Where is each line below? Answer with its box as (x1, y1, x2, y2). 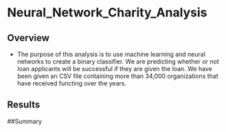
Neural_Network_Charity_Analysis (7, 5, 207, 21)
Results (7, 99, 41, 111)
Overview (7, 32, 50, 44)
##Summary (7, 117, 43, 125)
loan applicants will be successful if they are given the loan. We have (16, 65, 213, 72)
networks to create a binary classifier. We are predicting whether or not (16, 57, 219, 66)
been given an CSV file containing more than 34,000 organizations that (16, 72, 218, 80)
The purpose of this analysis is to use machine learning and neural (16, 50, 206, 58)
